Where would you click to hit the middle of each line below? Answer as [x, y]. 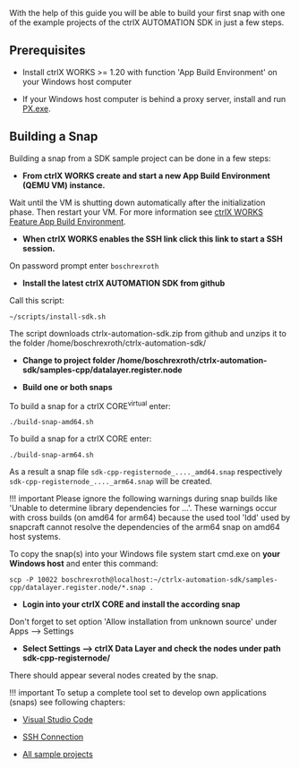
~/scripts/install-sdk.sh [57, 317]
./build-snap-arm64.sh [51, 456]
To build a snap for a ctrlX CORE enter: [81, 439]
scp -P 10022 [34, 580]
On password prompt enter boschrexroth [84, 265]
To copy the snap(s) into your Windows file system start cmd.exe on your [145, 554]
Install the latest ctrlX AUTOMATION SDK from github [124, 283]
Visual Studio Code [58, 720]
